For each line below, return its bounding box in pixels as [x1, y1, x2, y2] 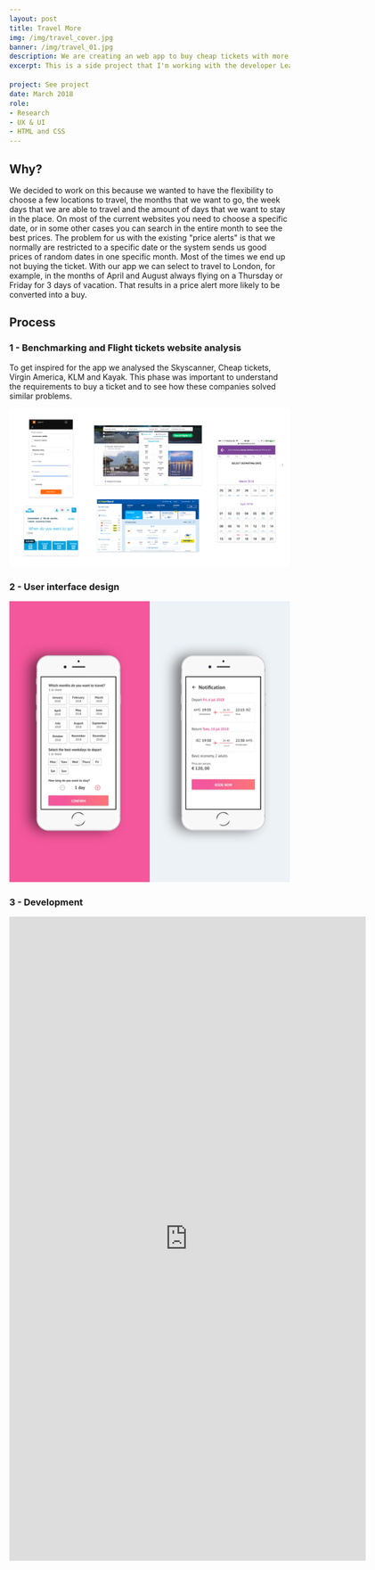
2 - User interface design [9, 580, 120, 593]
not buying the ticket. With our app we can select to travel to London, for [9, 260, 276, 271]
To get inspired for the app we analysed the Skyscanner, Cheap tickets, [9, 362, 272, 373]
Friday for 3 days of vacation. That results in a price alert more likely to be [9, 279, 281, 290]
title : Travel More [9, 23, 82, 33]
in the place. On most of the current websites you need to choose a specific [9, 213, 288, 224]
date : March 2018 [9, 89, 74, 98]
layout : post [9, 14, 58, 23]
